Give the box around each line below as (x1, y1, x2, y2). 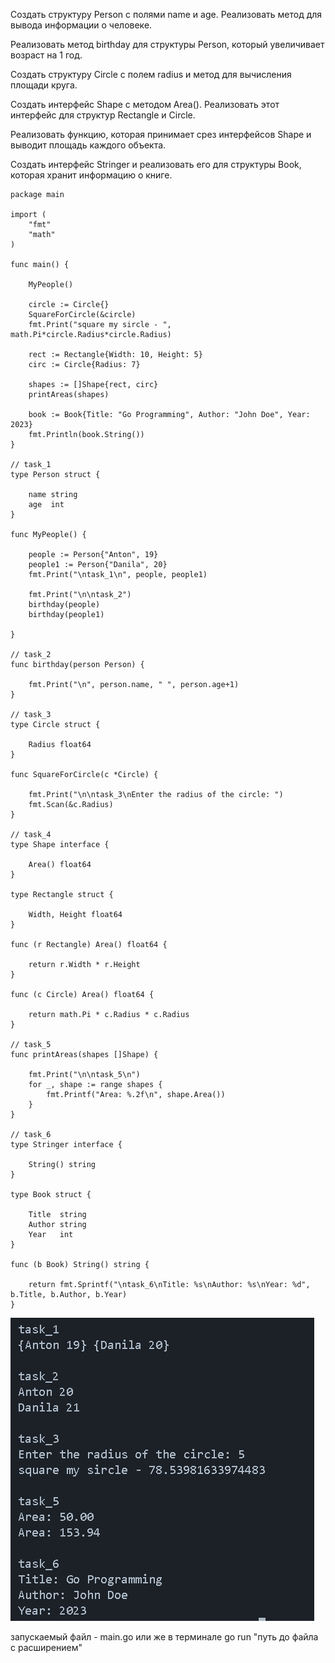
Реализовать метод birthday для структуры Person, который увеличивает (10, 39, 325, 50)
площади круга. (10, 79, 78, 91)
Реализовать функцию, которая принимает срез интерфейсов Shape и (10, 129, 312, 140)
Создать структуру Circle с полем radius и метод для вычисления (10, 69, 292, 80)
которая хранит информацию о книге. (10, 169, 173, 181)
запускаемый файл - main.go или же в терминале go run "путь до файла (10, 1631, 319, 1643)
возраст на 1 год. (10, 49, 83, 61)
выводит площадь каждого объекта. (10, 139, 167, 151)
